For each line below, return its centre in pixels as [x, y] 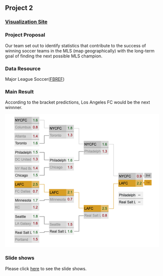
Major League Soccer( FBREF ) [35, 79]
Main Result [20, 92]
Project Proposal [25, 35]
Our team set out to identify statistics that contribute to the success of [76, 45]
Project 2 [19, 8]
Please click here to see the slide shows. [46, 268]
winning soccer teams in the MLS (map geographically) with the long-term [80, 51]
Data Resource [23, 69]
